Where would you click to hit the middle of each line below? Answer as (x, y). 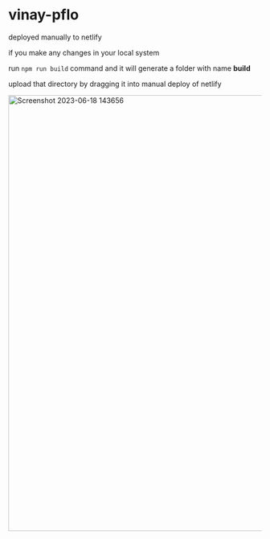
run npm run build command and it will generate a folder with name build (129, 68)
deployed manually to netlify (55, 37)
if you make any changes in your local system (84, 52)
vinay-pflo (43, 15)
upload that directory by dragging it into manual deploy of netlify (115, 84)
